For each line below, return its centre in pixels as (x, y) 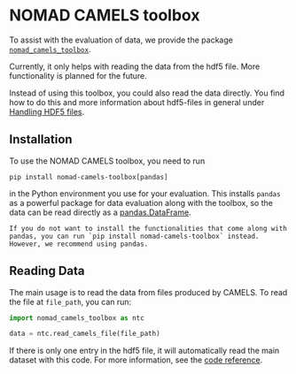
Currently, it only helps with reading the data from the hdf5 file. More (135, 66)
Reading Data (47, 271)
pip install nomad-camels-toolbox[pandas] (89, 177)
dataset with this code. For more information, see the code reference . (136, 360)
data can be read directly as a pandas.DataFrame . (101, 212)
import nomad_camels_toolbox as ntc (77, 318)
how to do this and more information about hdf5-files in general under (137, 102)
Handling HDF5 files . (47, 111)
